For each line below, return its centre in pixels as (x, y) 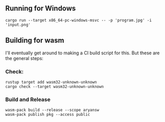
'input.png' (18, 25)
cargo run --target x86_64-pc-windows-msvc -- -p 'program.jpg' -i (79, 20)
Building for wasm (35, 40)
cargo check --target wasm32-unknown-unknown (54, 87)
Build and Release (28, 99)
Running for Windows (41, 8)
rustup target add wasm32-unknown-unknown (51, 82)
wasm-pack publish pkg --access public (48, 115)
